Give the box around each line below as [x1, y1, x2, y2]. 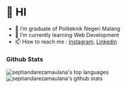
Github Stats [6, 55, 44, 63]
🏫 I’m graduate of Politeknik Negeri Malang [14, 25, 121, 32]
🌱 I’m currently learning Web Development [14, 31, 119, 38]
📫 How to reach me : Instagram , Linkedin [14, 38, 118, 45]
